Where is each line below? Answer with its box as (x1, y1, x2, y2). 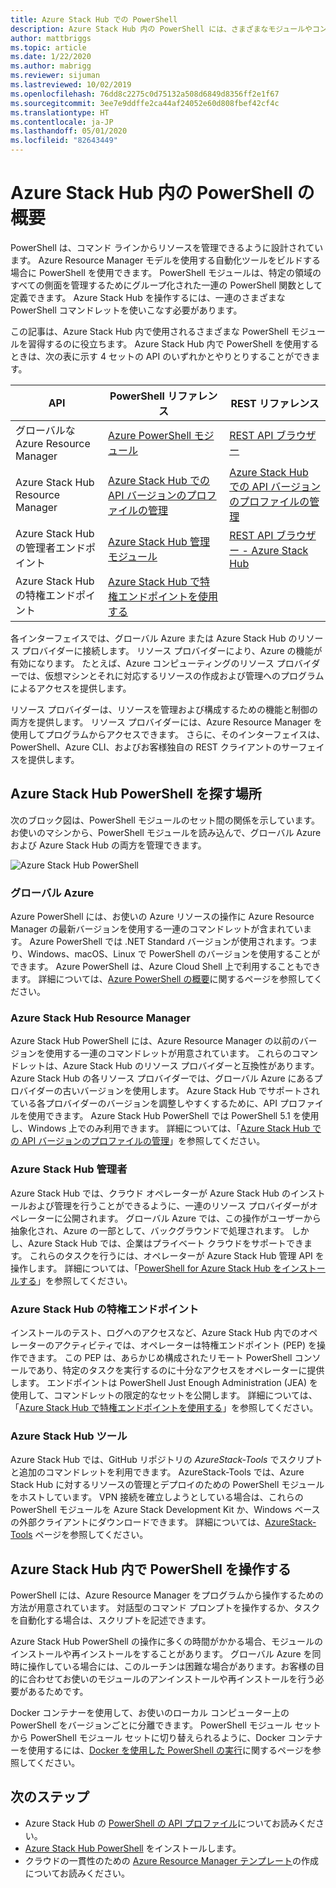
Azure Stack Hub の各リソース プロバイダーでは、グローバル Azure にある (10, 1072, 315, 1085)
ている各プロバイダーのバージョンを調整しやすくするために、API (10, 1097, 278, 1110)
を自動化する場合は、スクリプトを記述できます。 (10, 1614, 212, 1626)
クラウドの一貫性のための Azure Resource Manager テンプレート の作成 (24, 1854, 319, 1866)
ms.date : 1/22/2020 (10, 52, 92, 62)
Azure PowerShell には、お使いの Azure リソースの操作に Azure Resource (10, 911, 315, 923)
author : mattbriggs (10, 33, 92, 43)
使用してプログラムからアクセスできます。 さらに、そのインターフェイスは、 (10, 728, 326, 740)
